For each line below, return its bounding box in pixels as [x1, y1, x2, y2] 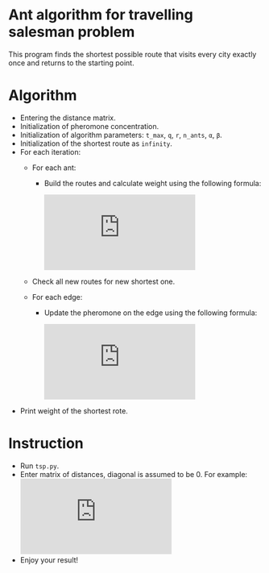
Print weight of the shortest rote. [19, 405, 129, 416]
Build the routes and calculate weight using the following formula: [43, 178, 262, 188]
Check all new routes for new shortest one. [31, 276, 176, 286]
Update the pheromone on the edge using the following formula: [43, 308, 258, 318]
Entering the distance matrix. [19, 113, 117, 122]
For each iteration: [19, 147, 81, 156]
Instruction [8, 434, 84, 453]
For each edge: [31, 292, 83, 301]
